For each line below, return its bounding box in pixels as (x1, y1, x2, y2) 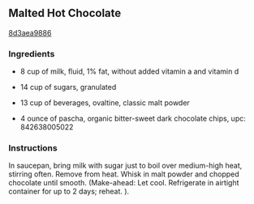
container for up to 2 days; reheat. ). (8, 186, 130, 197)
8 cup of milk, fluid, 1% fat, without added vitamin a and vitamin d (19, 66, 239, 76)
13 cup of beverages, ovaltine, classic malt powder (19, 98, 191, 108)
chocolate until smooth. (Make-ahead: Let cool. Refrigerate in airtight (8, 178, 239, 188)
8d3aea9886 (8, 28, 52, 37)
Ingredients (8, 48, 55, 59)
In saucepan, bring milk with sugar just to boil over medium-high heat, (8, 161, 243, 171)
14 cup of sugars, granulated (19, 83, 117, 92)
